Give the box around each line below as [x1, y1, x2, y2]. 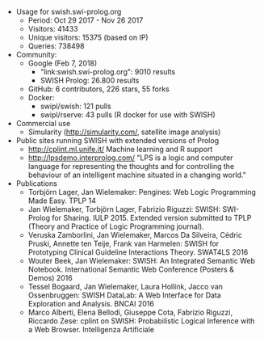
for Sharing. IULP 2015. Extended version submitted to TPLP [52, 213, 252, 222]
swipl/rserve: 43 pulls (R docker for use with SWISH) [40, 110, 216, 120]
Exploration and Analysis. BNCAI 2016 [27, 299, 155, 308]
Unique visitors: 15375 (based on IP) [27, 32, 149, 42]
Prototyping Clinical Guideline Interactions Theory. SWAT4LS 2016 [27, 247, 249, 257]
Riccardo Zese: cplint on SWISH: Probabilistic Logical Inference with [27, 316, 255, 326]
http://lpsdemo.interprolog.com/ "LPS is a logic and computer [27, 153, 233, 163]
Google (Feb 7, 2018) [27, 58, 98, 68]
